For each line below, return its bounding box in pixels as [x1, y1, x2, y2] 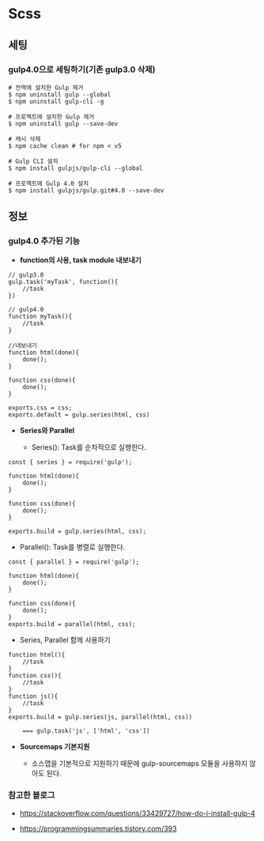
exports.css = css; [8, 404, 73, 412]
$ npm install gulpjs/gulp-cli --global [8, 164, 144, 172]
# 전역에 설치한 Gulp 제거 [8, 84, 84, 92]
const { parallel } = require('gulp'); [8, 558, 140, 566]
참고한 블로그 [8, 790, 55, 801]
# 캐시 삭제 [8, 135, 41, 143]
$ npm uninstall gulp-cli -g [8, 97, 104, 105]
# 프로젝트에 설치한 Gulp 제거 [8, 112, 95, 121]
